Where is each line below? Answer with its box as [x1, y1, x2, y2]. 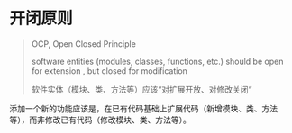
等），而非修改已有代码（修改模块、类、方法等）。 [9, 114, 191, 125]
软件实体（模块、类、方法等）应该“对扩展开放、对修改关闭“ [31, 84, 252, 94]
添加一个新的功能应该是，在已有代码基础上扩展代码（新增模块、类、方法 [9, 102, 278, 113]
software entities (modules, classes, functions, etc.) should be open [31, 56, 284, 66]
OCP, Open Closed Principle [31, 38, 137, 49]
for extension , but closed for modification [31, 65, 187, 76]
